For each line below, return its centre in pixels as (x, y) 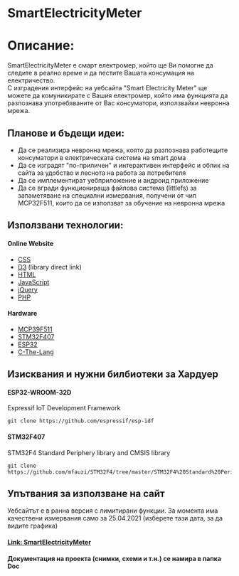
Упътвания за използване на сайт (86, 493)
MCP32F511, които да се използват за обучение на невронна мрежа (121, 203)
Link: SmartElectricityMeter (49, 542)
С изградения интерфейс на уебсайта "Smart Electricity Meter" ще (107, 88)
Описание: (41, 46)
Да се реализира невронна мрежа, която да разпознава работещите (123, 150)
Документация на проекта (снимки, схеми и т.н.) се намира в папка (115, 558)
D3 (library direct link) (49, 267)
